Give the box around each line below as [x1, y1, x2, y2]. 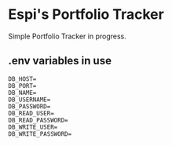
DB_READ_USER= [8, 109, 55, 117]
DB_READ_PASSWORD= [8, 116, 68, 124]
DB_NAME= [8, 89, 37, 97]
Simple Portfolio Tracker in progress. [8, 31, 127, 41]
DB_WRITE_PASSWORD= [8, 130, 72, 138]
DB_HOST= [8, 75, 37, 83]
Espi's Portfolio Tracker [8, 5, 165, 24]
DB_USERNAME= [8, 96, 51, 104]
